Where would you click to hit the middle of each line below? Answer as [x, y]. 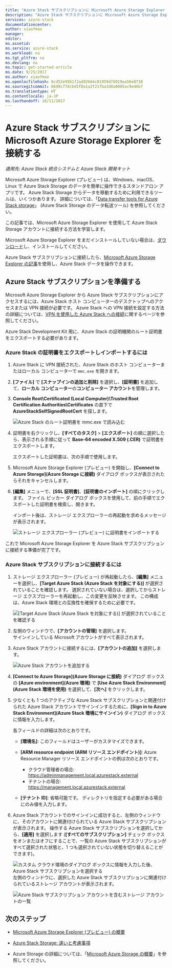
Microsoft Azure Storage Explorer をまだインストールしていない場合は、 [81, 240]
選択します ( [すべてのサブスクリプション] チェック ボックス [102, 834]
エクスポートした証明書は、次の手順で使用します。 [66, 457]
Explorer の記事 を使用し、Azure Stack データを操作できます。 [71, 264]
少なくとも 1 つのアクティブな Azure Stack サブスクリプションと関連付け [89, 700]
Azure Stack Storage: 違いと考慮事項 [51, 943]
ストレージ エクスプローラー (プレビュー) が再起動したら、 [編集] [81, 576]
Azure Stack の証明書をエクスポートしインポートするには [76, 352]
